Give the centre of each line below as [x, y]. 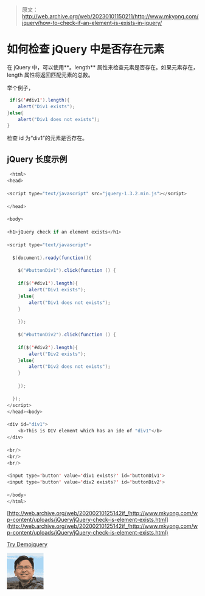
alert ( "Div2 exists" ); [57, 354]
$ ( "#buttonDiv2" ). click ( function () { [67, 334]
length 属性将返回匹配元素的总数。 [50, 75]
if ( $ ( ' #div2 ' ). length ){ [48, 347]
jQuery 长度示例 [37, 159]
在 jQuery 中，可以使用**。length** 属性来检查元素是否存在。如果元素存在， [103, 67]
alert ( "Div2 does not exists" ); [70, 367]
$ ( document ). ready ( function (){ [52, 258]
